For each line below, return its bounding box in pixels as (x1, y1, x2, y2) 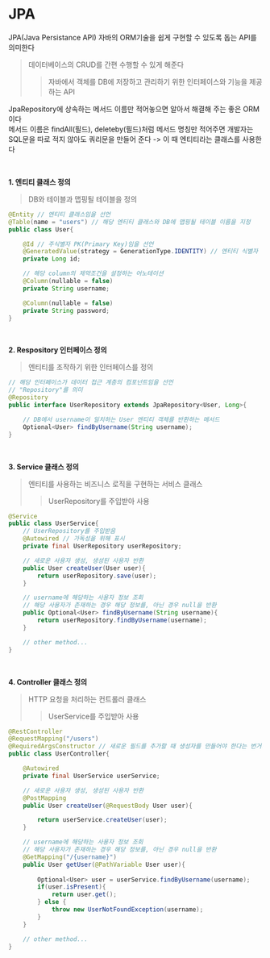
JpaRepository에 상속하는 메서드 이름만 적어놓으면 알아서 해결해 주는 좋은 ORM (8, 104, 260, 114)
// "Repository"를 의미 (8, 386, 83, 394)
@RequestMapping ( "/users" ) (8, 735, 99, 743)
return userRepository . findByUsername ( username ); (37, 616, 207, 625)
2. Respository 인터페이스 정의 (8, 345, 107, 355)
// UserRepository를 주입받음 (23, 527, 116, 535)
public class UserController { (8, 750, 110, 758)
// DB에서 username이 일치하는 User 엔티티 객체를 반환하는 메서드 (23, 415, 220, 423)
